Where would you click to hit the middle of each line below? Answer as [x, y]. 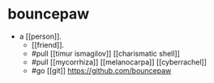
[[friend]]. [48, 44]
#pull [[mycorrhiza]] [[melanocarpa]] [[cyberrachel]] [119, 62]
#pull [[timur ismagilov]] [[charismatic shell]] [105, 53]
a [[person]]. [41, 36]
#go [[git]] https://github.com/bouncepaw [101, 70]
